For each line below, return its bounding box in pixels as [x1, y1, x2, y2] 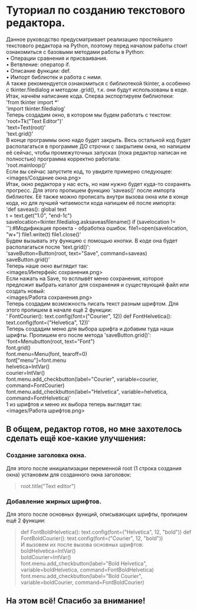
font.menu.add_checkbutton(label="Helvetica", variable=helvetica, [6, 388, 168, 395]
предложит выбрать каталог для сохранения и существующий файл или [6, 281, 189, 288]
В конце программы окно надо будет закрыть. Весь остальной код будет [6, 136, 191, 143]
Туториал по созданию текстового [6, 4, 186, 17]
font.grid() [6, 344, 31, 351]
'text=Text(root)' [6, 124, 46, 131]
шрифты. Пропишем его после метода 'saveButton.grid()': [6, 331, 152, 338]
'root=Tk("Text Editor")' [6, 117, 64, 124]
